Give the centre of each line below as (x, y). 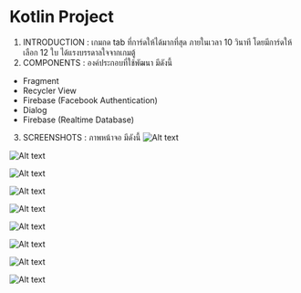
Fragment (41, 80)
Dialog (35, 110)
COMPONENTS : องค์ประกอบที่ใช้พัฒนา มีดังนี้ (98, 62)
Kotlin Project (62, 17)
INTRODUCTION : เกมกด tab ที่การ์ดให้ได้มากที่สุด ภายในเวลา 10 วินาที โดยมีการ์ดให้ (157, 42)
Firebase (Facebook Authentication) (90, 100)
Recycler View (50, 90)
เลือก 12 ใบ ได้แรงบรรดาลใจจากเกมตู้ (79, 52)
